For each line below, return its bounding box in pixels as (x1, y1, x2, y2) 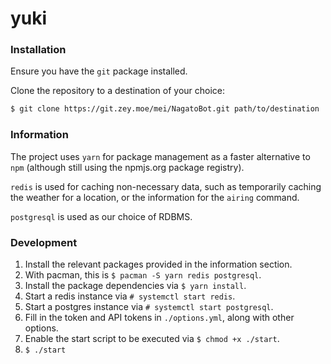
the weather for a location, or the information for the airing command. (10, 191, 300, 203)
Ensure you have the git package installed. (10, 65, 188, 77)
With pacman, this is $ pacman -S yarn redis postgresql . (24, 268, 262, 281)
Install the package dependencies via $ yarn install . (24, 279, 247, 291)
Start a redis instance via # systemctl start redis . (24, 290, 236, 302)
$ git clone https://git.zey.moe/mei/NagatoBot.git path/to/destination (10, 104, 320, 114)
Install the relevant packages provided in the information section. (24, 258, 293, 270)
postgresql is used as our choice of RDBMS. (10, 210, 193, 222)
